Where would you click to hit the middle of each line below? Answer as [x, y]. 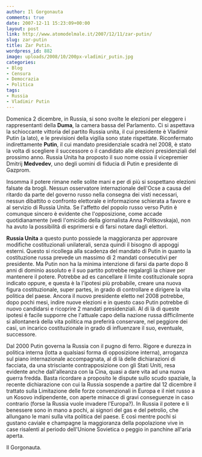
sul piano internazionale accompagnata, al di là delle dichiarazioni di [91, 359]
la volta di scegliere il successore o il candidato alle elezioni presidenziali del [101, 151]
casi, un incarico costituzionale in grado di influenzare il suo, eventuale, [95, 328]
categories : [21, 62]
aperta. [15, 435]
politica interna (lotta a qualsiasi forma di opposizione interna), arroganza [97, 352]
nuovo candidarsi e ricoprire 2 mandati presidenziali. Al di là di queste [93, 309]
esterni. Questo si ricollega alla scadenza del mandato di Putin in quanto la [99, 251]
